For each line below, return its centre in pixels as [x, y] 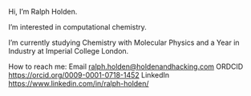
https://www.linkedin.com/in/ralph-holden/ [79, 84]
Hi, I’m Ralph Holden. [43, 12]
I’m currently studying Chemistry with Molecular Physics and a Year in [124, 42]
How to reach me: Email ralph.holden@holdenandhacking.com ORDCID [126, 66]
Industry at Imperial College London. [69, 51]
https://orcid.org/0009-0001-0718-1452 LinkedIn [89, 75]
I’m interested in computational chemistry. [77, 27]
